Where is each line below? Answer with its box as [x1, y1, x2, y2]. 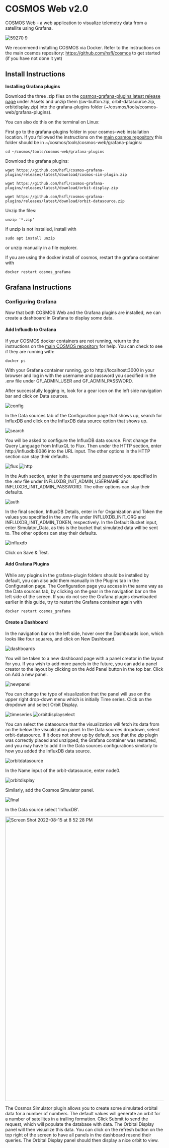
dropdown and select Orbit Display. [5, 701, 78, 708]
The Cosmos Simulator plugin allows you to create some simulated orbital [5, 1105, 157, 1111]
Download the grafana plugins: [5, 158, 69, 164]
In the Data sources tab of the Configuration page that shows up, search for [5, 412, 162, 418]
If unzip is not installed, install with [5, 226, 76, 232]
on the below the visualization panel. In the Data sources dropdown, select [5, 727, 160, 733]
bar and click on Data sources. [5, 393, 69, 399]
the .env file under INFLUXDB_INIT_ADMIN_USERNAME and [5, 478, 129, 484]
